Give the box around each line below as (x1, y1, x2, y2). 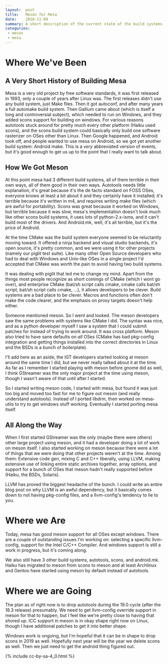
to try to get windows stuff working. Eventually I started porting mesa (15, 401, 158, 407)
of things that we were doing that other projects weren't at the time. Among (5, 450, 161, 456)
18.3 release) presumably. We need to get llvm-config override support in (5, 607, 156, 613)
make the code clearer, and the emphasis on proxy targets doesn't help (5, 297, 153, 303)
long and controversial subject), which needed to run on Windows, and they (5, 111, 162, 117)
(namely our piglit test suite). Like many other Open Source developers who (5, 250, 161, 256)
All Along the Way (5, 421, 62, 429)
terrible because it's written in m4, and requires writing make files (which (5, 198, 156, 204)
